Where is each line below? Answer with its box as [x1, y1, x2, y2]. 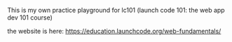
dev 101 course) [7, 13, 53, 22]
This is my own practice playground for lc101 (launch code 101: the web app [7, 6, 226, 14]
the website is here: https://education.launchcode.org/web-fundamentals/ [7, 27, 221, 35]
